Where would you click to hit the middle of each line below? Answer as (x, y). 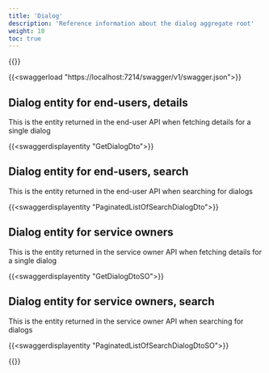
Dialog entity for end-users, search (99, 172)
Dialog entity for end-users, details (98, 102)
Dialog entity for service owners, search (111, 301)
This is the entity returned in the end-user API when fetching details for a (130, 122)
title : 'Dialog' (36, 16)
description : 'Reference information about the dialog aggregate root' (131, 23)
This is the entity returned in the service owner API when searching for (126, 321)
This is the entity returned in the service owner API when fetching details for (135, 252)
